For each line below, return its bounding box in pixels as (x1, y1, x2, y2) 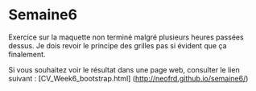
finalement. (8, 49, 46, 59)
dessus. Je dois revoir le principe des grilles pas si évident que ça (8, 40, 227, 50)
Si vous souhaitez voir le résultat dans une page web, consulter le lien (8, 64, 240, 74)
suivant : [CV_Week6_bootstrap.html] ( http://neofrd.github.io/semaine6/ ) (8, 73, 249, 83)
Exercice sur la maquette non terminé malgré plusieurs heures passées (8, 32, 244, 42)
